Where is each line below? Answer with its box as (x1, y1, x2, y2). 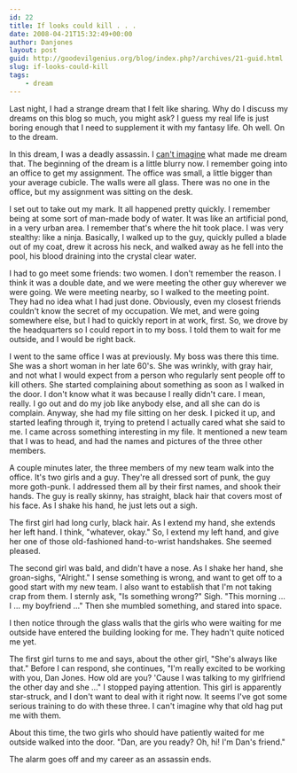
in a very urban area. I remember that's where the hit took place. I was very (9, 223, 284, 233)
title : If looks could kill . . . (9, 21, 137, 30)
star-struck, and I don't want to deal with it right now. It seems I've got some (9, 691, 288, 701)
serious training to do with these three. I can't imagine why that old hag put (9, 700, 284, 711)
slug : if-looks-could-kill (9, 63, 109, 72)
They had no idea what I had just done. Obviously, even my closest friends (9, 296, 282, 307)
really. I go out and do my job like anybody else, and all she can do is (9, 398, 261, 409)
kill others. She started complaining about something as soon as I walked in (9, 379, 285, 390)
